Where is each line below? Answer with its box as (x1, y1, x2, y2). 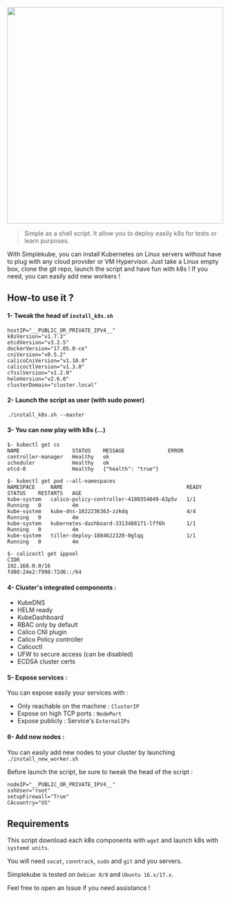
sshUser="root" (7, 787, 51, 794)
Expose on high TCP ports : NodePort (17, 709, 122, 718)
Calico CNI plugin (17, 628, 67, 637)
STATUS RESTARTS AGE (7, 490, 82, 497)
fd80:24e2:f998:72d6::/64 (7, 569, 82, 576)
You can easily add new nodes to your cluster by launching (7, 748, 175, 756)
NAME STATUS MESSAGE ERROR (7, 447, 184, 454)
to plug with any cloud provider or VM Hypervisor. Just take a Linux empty (7, 258, 219, 265)
